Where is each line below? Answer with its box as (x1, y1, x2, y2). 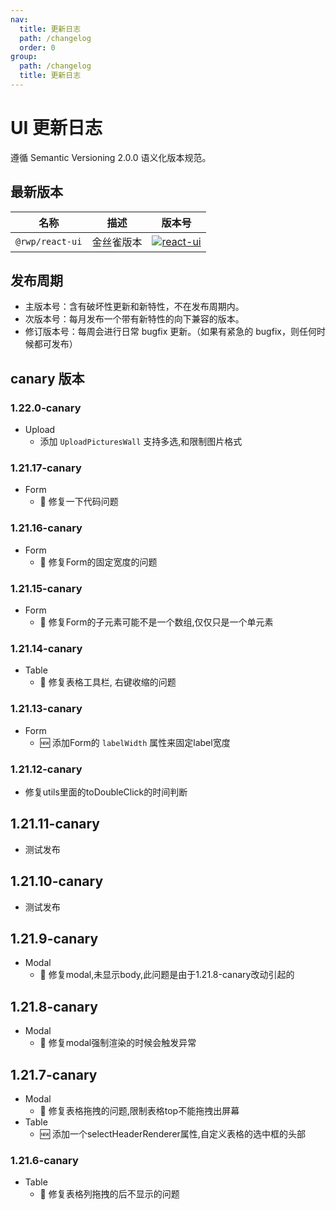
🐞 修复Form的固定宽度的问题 (39, 556, 158, 568)
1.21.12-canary (10, 762, 83, 776)
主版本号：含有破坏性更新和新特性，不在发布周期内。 (24, 301, 245, 313)
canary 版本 (10, 370, 85, 387)
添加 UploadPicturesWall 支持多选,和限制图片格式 (39, 436, 243, 448)
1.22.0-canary (10, 401, 82, 415)
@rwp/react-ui (15, 236, 83, 247)
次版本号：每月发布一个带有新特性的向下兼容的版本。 (24, 313, 245, 325)
